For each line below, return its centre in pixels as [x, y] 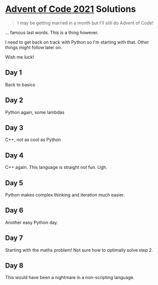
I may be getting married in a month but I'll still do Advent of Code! [85, 23]
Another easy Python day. [32, 222]
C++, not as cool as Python [33, 140]
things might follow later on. [34, 47]
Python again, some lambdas [35, 112]
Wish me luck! [20, 57]
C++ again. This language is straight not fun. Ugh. [56, 167]
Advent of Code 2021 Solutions [71, 9]
